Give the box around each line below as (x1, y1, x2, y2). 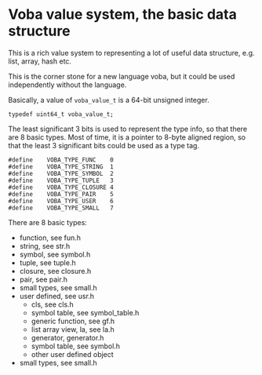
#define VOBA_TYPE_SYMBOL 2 (8, 169, 114, 177)
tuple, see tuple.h (19, 257, 76, 268)
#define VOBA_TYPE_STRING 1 (8, 162, 114, 170)
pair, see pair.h (19, 275, 68, 284)
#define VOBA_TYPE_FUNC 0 (8, 155, 114, 164)
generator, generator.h (31, 333, 104, 342)
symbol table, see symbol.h (31, 341, 120, 351)
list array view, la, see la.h (31, 324, 115, 334)
